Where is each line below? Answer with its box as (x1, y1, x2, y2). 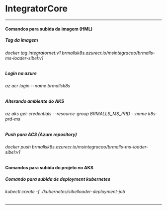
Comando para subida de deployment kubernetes (5, 176, 111, 182)
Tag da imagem (5, 37, 38, 43)
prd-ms (5, 116, 21, 122)
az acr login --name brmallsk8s (5, 83, 71, 89)
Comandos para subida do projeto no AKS (5, 165, 93, 171)
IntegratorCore (5, 3, 68, 14)
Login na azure (5, 70, 37, 76)
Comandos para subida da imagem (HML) (5, 26, 93, 32)
